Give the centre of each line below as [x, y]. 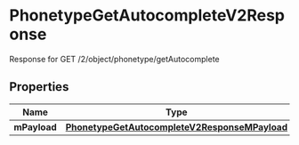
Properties [39, 87]
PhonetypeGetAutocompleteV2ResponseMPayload [176, 127]
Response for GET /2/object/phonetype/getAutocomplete [114, 59]
